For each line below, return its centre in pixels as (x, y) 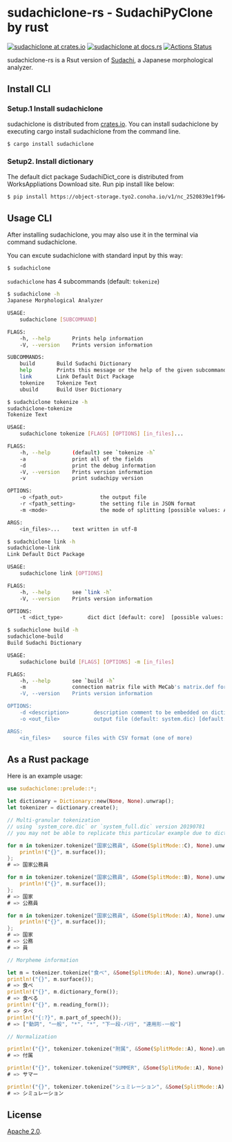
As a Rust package (48, 759)
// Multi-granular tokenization (54, 820)
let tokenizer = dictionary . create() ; (63, 808)
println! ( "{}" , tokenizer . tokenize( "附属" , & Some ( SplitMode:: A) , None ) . (113, 1049)
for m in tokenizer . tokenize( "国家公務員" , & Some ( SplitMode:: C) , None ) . (112, 845)
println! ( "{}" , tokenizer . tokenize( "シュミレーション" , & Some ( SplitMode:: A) (116, 1087)
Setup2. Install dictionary (50, 162)
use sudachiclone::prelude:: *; (52, 789)
